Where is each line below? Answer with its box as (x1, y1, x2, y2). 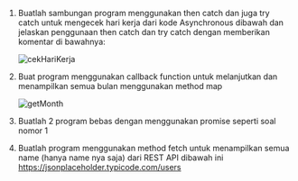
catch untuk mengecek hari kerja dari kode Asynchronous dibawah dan (17, 17, 284, 28)
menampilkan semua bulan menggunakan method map (17, 81, 223, 91)
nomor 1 (17, 125, 49, 136)
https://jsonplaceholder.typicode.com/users (17, 162, 182, 172)
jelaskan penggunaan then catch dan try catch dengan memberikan (17, 27, 271, 37)
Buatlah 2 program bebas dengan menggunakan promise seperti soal (17, 116, 276, 126)
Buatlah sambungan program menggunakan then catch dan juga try (17, 8, 270, 18)
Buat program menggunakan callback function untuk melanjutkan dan (17, 71, 278, 82)
